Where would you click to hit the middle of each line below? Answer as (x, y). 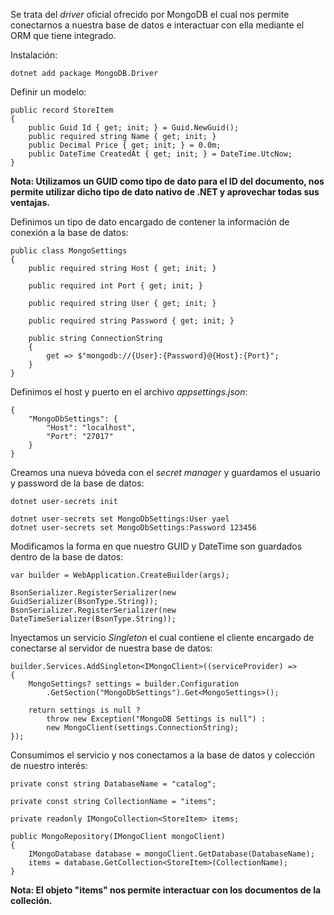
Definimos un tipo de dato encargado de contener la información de (150, 222)
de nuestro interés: (49, 765)
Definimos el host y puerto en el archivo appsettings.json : (129, 392)
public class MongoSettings (69, 251)
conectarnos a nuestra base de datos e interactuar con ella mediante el (157, 25)
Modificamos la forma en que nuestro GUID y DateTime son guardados (156, 546)
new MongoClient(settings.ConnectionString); (143, 728)
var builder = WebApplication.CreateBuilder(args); (120, 575)
